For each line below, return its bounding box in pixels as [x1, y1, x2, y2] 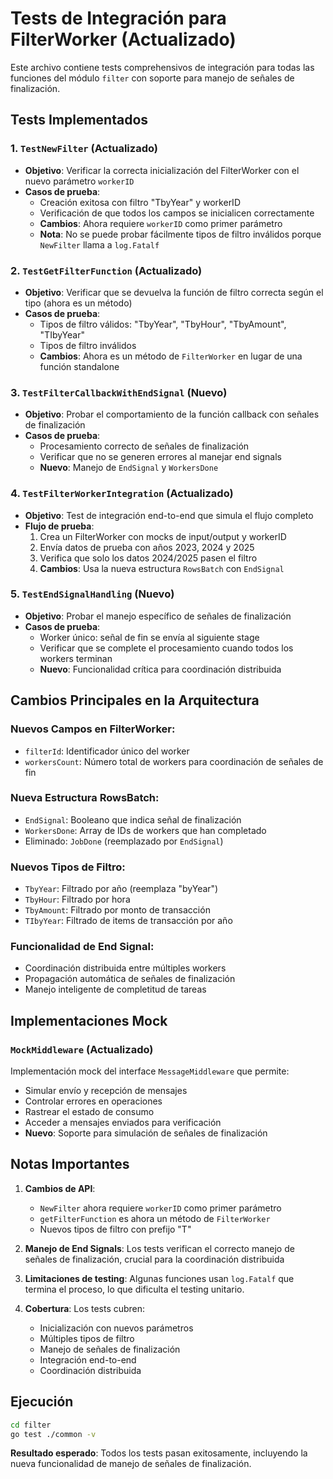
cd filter [10, 1420, 52, 1430]
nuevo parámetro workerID [24, 175, 135, 187]
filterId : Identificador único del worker [24, 745, 190, 757]
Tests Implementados [10, 112, 149, 129]
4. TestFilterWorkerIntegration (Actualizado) [10, 487, 234, 501]
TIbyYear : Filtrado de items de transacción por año [24, 915, 233, 927]
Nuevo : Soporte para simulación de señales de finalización [24, 1127, 268, 1139]
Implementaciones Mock [10, 1012, 168, 1029]
